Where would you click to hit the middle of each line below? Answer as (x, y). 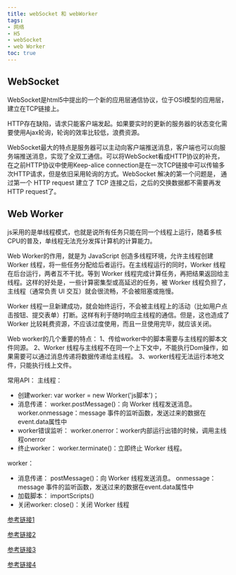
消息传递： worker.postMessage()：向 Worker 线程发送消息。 (106, 404)
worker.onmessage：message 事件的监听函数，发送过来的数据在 (112, 413)
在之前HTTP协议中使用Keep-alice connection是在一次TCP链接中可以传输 (113, 165)
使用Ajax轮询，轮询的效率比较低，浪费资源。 (78, 132)
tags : (15, 20)
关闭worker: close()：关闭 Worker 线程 (73, 504)
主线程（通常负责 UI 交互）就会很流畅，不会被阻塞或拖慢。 (93, 291)
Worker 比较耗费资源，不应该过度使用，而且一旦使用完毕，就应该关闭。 (111, 323)
